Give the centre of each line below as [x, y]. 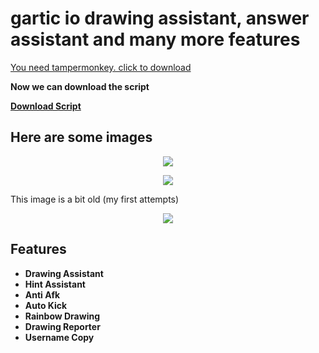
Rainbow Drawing [62, 316]
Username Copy [59, 337]
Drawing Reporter [62, 326]
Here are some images [81, 137]
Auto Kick [46, 305]
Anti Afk [42, 294]
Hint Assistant [55, 284]
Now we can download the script [80, 86]
